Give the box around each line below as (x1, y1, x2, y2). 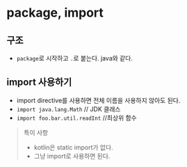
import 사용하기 (6, 77, 72, 88)
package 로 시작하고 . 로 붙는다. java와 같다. (16, 54, 133, 62)
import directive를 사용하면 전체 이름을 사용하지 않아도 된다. (16, 96, 181, 104)
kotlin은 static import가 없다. (33, 143, 113, 151)
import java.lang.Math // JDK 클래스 (16, 104, 121, 113)
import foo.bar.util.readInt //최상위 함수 (16, 113, 137, 122)
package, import (6, 5, 104, 21)
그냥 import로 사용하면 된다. (33, 152, 111, 160)
